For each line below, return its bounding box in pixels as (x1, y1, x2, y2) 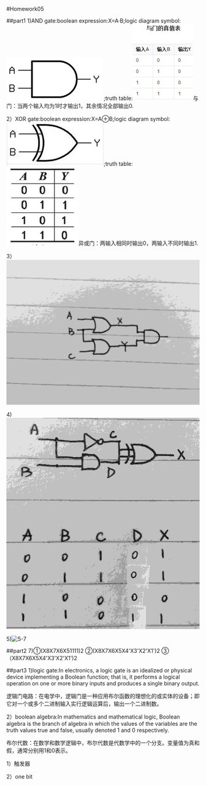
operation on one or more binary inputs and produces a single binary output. (6, 680, 200, 687)
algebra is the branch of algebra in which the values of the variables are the (6, 720, 197, 728)
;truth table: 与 (103, 94, 199, 102)
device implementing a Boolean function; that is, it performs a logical (6, 673, 180, 680)
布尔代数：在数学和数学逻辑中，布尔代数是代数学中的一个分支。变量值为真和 (6, 739, 200, 747)
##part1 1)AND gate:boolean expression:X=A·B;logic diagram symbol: (6, 17, 181, 24)
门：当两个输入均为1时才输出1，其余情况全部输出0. (6, 102, 134, 109)
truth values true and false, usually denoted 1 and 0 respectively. (6, 726, 170, 734)
